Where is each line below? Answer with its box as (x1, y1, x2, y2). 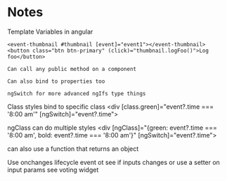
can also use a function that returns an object (7, 145, 139, 153)
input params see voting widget (7, 166, 99, 174)
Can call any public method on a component (7, 65, 137, 72)
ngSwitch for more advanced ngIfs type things (7, 90, 146, 97)
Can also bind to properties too (7, 78, 105, 85)
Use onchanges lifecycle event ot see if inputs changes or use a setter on (7, 158, 220, 166)
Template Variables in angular (7, 27, 93, 36)
